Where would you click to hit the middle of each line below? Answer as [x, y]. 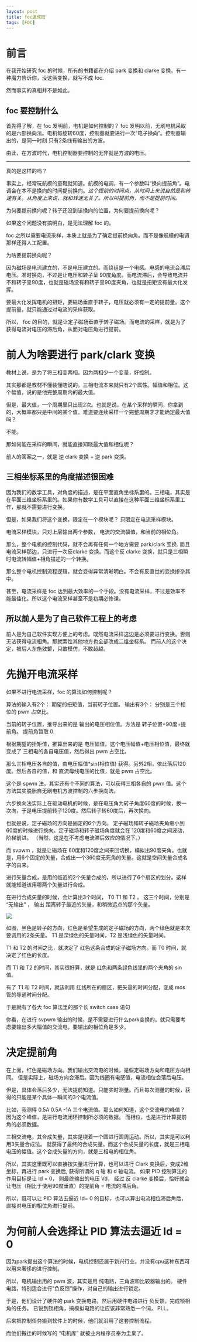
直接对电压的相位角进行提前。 [42, 1205]
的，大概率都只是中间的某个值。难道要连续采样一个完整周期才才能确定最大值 [98, 412]
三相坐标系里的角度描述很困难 [60, 477]
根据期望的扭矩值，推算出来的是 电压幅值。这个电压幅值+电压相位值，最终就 [98, 744]
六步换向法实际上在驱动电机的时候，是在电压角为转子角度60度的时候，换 [94, 803]
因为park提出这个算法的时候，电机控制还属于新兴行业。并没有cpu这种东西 [96, 1261]
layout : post [22, 11]
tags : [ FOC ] [20, 22]
